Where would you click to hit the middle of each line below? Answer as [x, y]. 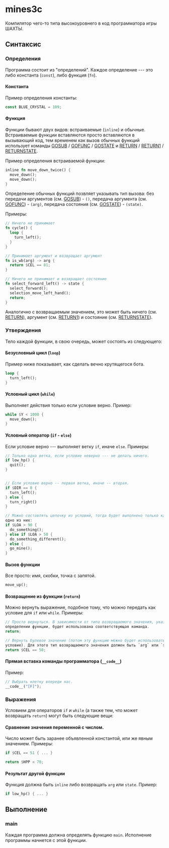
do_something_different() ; [38, 539]
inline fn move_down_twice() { [38, 170]
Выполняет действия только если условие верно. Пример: [68, 405]
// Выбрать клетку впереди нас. [39, 682]
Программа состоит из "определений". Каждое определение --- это [79, 69]
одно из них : [19, 520]
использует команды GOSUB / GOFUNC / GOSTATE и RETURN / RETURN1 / [84, 146]
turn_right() [23, 502]
